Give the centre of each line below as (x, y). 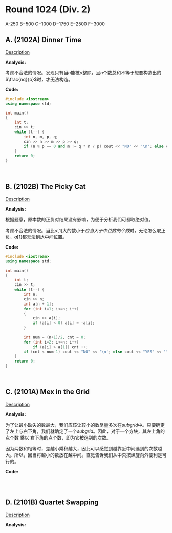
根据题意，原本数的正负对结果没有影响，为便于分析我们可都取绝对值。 (79, 219)
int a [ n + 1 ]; (39, 304)
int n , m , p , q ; (41, 137)
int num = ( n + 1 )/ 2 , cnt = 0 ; (55, 337)
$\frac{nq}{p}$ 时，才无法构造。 (39, 79)
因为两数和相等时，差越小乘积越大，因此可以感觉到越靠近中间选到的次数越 (84, 448)
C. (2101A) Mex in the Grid (48, 392)
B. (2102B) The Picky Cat (46, 187)
